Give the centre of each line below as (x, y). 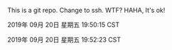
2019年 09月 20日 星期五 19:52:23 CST (64, 39)
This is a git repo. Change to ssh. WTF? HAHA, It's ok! (86, 10)
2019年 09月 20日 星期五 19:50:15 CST (64, 25)
